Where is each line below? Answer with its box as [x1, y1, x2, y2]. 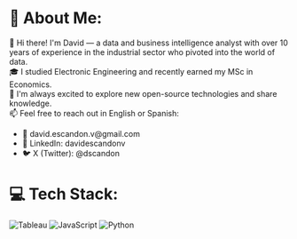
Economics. [9, 79, 52, 90]
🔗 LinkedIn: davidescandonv [21, 138, 126, 148]
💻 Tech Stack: [9, 184, 119, 204]
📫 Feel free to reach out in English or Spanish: [9, 108, 180, 118]
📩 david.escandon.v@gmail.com [21, 128, 140, 139]
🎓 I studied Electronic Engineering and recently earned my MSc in [9, 66, 254, 76]
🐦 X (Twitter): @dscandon [21, 147, 120, 158]
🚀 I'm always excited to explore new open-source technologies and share [9, 88, 277, 99]
